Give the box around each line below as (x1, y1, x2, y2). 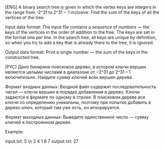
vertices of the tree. (5, 15, 45, 20)
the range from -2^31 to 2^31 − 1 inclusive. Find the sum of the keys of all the (5, 9, 160, 15)
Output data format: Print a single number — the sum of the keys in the (5, 49, 148, 55)
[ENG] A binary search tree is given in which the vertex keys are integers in (5, 4, 157, 10)
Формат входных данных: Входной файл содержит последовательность (5, 84, 157, 90)
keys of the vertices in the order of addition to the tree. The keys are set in (5, 29, 155, 35)
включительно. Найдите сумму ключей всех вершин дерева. (5, 74, 133, 80)
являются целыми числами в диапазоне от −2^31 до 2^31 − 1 (5, 69, 131, 75)
